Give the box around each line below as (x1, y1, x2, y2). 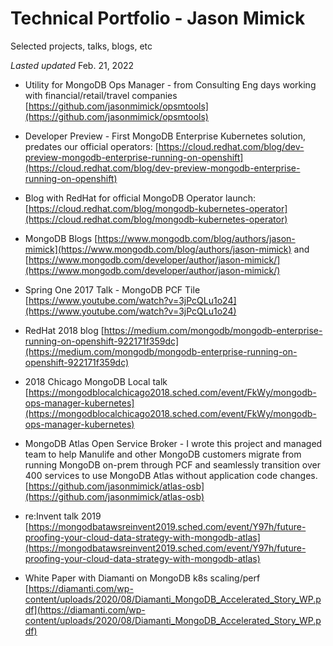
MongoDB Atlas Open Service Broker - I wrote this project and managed (24, 437, 323, 449)
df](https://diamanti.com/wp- (24, 603, 146, 616)
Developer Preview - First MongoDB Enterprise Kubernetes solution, (24, 130, 306, 142)
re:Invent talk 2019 (24, 510, 102, 522)
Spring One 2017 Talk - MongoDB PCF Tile (24, 283, 201, 296)
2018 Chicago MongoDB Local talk (24, 375, 168, 387)
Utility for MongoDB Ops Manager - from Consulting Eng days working (24, 78, 317, 91)
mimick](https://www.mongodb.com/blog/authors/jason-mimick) (24, 243, 292, 255)
